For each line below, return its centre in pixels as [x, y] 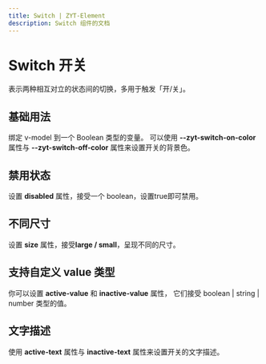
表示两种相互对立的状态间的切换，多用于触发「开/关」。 [99, 89]
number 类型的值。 [40, 303]
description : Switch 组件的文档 [59, 23]
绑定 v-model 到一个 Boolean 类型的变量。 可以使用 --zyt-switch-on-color [132, 138]
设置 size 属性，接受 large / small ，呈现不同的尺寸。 [94, 245]
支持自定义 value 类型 [62, 272]
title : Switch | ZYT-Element [57, 16]
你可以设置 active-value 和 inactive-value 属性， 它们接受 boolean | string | [134, 293]
